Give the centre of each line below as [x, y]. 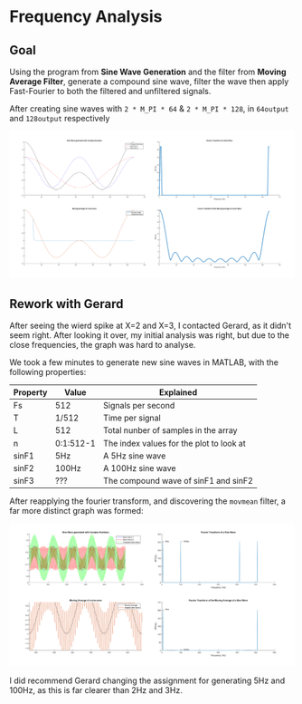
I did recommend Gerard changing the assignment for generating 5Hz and [147, 680]
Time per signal [132, 418]
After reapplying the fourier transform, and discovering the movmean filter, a [148, 501]
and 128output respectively [60, 118]
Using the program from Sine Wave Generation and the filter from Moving [148, 72]
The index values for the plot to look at [175, 443]
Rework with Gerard [66, 304]
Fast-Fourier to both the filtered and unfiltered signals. [110, 91]
